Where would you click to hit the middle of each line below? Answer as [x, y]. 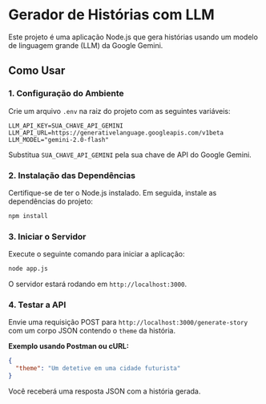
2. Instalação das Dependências [72, 176]
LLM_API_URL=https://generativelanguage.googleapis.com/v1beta [116, 133]
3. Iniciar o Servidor [47, 236]
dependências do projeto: [51, 201]
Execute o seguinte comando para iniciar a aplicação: [97, 254]
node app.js [28, 269]
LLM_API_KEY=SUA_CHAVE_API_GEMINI [66, 126]
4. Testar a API [37, 305]
